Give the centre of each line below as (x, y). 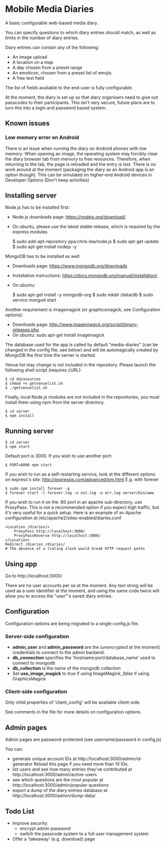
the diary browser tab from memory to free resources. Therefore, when (78, 159)
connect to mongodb (34, 663)
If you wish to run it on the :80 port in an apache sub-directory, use (74, 502)
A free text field (28, 78)
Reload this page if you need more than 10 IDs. (81, 764)
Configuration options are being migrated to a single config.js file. (72, 623)
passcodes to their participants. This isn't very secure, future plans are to (80, 102)
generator (23, 764)
